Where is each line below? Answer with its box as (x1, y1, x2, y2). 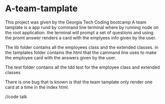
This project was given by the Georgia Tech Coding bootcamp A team (5, 19, 147, 25)
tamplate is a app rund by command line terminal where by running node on (5, 24, 159, 30)
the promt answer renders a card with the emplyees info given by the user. (5, 35, 157, 41)
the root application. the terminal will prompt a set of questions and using (5, 29, 154, 35)
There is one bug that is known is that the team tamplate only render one (5, 79, 153, 85)
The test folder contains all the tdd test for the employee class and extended (5, 64, 160, 70)
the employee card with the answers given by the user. (5, 54, 117, 60)
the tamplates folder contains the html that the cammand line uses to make (5, 50, 157, 55)
